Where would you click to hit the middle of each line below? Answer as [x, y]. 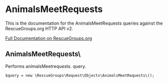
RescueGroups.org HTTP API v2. [39, 28]
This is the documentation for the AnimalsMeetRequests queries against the [84, 23]
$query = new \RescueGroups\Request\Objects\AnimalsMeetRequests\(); [80, 75]
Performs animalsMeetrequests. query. [46, 66]
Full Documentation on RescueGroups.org [49, 38]
